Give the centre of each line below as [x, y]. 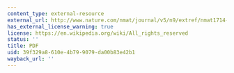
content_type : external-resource [56, 14]
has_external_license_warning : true [60, 26]
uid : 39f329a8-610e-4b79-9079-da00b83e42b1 [71, 53]
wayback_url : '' [31, 59]
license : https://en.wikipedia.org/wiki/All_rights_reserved [98, 33]
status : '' [23, 40]
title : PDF [23, 46]
